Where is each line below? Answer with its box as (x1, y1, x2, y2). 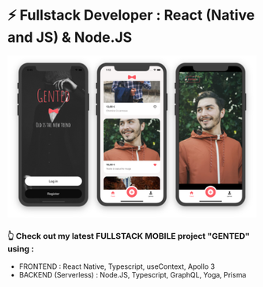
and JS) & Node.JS (7, 28, 133, 47)
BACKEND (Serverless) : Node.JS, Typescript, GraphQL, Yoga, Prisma (18, 270, 246, 279)
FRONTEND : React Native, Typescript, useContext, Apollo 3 (18, 262, 215, 271)
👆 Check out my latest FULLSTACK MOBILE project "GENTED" (7, 231, 250, 242)
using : (7, 244, 35, 255)
